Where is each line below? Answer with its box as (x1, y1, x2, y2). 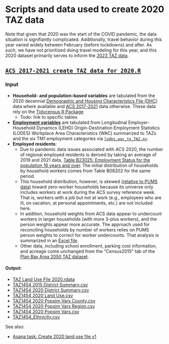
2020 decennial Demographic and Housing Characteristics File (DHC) (12, 97, 158, 104)
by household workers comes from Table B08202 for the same (20, 168, 151, 174)
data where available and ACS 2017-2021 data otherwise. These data (12, 103, 156, 109)
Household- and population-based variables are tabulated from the (12, 92, 155, 99)
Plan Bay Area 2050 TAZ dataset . (20, 254, 89, 260)
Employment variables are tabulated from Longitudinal (12, 119, 127, 125)
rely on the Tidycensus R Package (12, 109, 84, 115)
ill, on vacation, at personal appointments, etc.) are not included (20, 200, 153, 206)
